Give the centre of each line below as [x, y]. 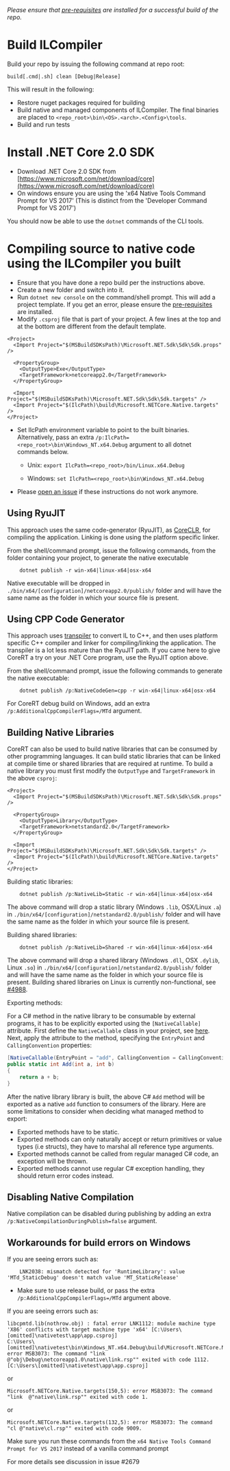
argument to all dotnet [160, 444]
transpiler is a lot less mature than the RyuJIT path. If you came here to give [114, 650]
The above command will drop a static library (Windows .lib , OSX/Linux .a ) [114, 907]
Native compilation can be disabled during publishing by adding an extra [109, 1214]
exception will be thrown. [52, 1161]
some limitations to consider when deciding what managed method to [105, 1111]
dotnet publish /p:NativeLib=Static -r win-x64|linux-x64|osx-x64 [116, 895]
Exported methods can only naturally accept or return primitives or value [119, 1139]
